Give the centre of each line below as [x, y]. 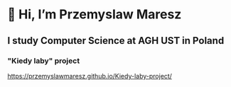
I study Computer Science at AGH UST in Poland [116, 41]
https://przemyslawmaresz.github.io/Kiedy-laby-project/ [90, 76]
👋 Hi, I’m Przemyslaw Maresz [95, 14]
